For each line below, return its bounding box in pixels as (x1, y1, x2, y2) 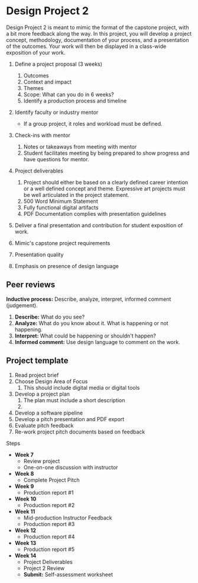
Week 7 (14, 451, 34, 458)
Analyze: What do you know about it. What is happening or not (14, 319, 168, 327)
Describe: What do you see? (14, 313, 85, 320)
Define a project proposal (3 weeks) (14, 60, 102, 68)
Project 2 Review (23, 565, 65, 572)
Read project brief (14, 371, 59, 378)
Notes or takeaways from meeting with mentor (23, 143, 137, 150)
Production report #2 (23, 501, 75, 508)
